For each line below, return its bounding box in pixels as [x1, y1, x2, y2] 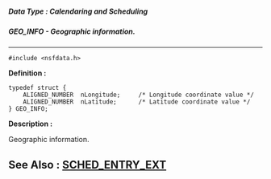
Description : [8, 119, 53, 128]
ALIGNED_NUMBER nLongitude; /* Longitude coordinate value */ [23, 91, 254, 100]
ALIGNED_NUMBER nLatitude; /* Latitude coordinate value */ [23, 98, 251, 106]
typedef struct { [8, 84, 67, 92]
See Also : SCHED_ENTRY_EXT [8, 157, 167, 172]
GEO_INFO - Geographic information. [8, 26, 135, 36]
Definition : [8, 68, 47, 78]
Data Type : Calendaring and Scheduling [8, 6, 148, 16]
